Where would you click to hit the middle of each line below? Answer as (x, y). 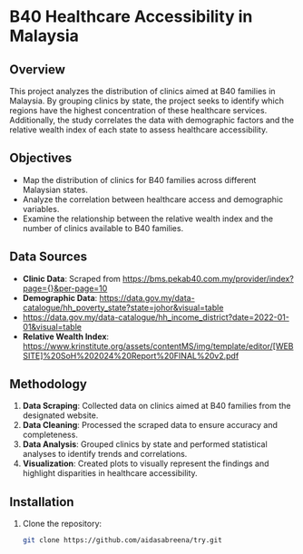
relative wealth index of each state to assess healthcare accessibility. (139, 130)
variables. (41, 209)
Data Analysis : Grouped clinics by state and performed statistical (145, 444)
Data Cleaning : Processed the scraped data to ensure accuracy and (150, 425)
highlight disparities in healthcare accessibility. (110, 473)
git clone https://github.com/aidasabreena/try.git (122, 540)
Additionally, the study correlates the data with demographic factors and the (152, 120)
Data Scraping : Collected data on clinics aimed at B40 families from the (156, 406)
